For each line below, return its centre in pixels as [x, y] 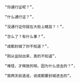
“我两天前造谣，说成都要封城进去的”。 [39, 76]
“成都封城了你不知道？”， [28, 47]
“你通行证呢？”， [20, 7]
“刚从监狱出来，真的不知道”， [32, 56]
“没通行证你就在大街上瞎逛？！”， [35, 27]
